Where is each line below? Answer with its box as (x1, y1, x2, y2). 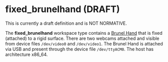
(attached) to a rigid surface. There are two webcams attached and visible (5, 35, 160, 41)
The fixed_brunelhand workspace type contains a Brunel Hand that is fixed (5, 30, 163, 36)
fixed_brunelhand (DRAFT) (5, 4, 120, 15)
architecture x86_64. (5, 51, 48, 57)
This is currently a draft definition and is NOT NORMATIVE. (5, 20, 127, 26)
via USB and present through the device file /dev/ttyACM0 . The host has (5, 46, 154, 52)
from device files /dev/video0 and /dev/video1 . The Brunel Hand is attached (5, 40, 163, 46)
